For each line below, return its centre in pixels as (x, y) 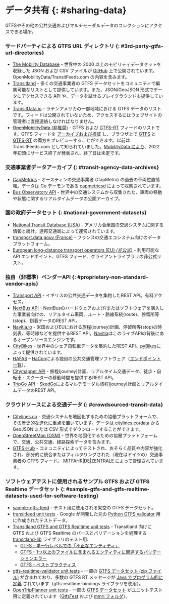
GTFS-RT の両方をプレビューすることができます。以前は (71, 140)
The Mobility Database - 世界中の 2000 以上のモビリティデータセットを (87, 64)
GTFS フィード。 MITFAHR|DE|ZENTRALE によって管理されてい (93, 461)
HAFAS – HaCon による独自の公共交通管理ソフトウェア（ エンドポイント (87, 359)
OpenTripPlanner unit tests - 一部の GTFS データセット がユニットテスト (88, 590)
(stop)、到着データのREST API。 (46, 321)
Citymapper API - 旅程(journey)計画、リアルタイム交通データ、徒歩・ (85, 371)
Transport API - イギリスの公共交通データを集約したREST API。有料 (83, 295)
